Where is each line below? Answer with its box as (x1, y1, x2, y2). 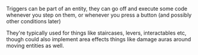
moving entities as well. (6, 42, 64, 49)
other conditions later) (6, 18, 61, 25)
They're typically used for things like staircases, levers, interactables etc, (6, 29, 187, 36)
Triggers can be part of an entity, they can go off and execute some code (6, 5, 188, 12)
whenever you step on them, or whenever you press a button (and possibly (6, 11, 192, 19)
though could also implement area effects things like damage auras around (6, 36, 191, 42)
